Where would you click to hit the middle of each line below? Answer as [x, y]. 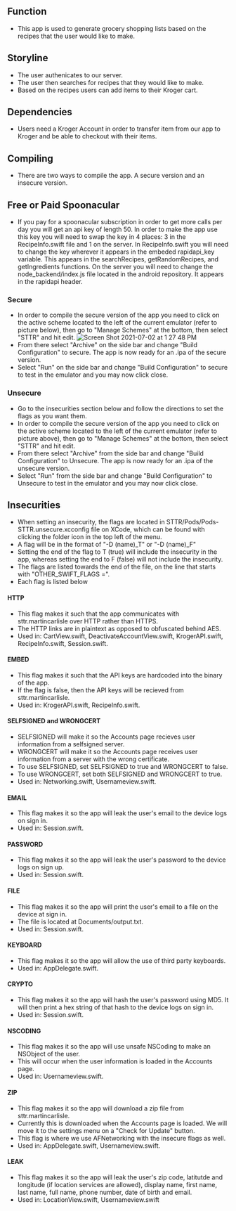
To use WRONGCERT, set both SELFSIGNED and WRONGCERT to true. [120, 774]
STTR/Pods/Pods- [192, 522]
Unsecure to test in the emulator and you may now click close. [107, 483]
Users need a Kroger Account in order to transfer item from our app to [119, 129]
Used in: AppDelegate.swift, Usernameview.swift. [89, 1146]
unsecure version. [44, 468]
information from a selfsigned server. [71, 744]
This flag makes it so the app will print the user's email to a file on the [118, 907]
